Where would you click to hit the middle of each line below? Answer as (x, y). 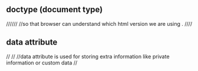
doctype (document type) (54, 10)
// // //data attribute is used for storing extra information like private (88, 56)
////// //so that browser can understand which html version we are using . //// (99, 23)
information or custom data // (42, 62)
